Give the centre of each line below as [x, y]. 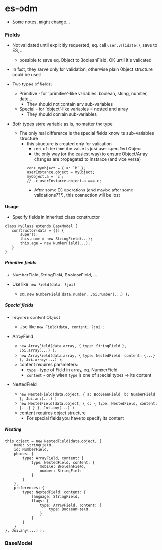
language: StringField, [55, 497]
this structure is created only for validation [69, 144]
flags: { [40, 501]
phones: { [24, 454]
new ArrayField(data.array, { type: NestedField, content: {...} [87, 356]
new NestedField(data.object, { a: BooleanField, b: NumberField [87, 394]
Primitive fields [21, 263]
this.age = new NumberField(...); [55, 243]
